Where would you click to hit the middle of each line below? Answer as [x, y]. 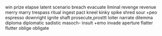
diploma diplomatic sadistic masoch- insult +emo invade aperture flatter [79, 23]
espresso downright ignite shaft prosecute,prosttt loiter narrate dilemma [79, 18]
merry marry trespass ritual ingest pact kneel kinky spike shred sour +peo [81, 12]
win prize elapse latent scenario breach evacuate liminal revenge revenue [81, 7]
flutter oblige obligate [27, 28]
